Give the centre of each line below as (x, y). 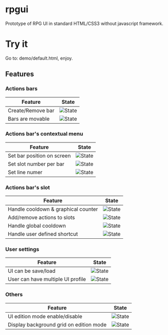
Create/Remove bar (31, 110)
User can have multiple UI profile (47, 280)
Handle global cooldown (37, 226)
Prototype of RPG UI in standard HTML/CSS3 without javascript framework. (85, 23)
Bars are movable (29, 119)
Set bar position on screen (39, 155)
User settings (22, 249)
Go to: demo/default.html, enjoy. (39, 58)
